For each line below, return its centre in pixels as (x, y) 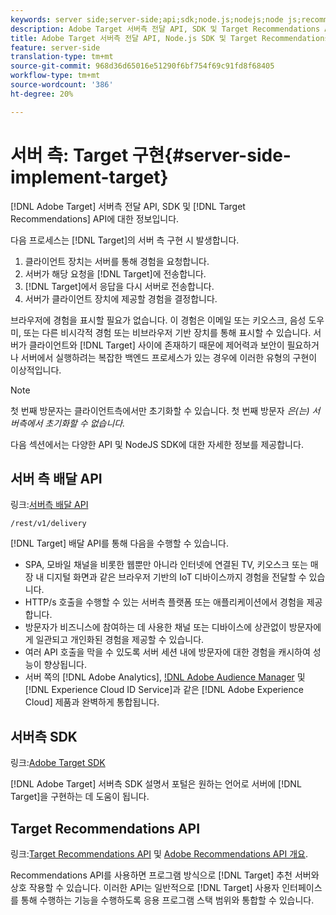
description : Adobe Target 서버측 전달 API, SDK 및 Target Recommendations (165, 29)
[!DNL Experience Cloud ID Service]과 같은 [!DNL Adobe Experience (164, 690)
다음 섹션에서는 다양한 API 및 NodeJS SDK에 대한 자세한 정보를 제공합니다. (157, 444)
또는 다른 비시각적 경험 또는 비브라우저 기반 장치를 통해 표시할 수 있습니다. (167, 332)
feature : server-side (55, 47)
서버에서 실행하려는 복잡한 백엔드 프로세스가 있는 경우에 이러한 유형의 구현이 (169, 357)
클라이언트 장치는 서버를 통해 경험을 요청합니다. (117, 261)
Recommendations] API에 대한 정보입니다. (95, 218)
